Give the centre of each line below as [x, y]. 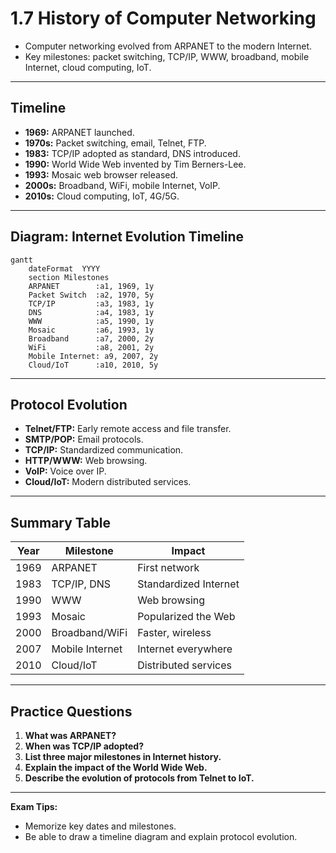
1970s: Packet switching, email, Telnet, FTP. [115, 143]
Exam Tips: [34, 806]
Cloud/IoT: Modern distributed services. [108, 482]
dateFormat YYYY [64, 268]
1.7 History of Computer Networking [163, 18]
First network [168, 568]
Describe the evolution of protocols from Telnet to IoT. [139, 778]
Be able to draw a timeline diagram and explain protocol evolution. [161, 836]
